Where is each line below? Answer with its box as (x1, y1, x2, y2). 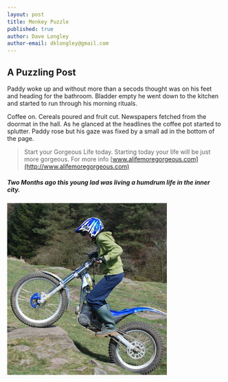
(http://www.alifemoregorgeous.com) (23, 162, 130, 170)
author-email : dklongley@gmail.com (7, 40, 109, 47)
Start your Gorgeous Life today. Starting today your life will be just (23, 148, 211, 156)
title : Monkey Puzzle (7, 18, 69, 25)
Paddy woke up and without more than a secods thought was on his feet (7, 85, 212, 93)
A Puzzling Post (7, 66, 76, 78)
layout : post (7, 11, 45, 18)
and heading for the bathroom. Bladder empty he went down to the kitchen (7, 91, 219, 100)
